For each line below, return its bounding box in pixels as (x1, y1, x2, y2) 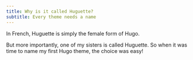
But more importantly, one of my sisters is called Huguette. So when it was (6, 41, 188, 48)
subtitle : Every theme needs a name (6, 14, 96, 20)
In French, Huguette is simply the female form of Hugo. (6, 30, 140, 37)
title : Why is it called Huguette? (6, 8, 94, 15)
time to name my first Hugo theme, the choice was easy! (6, 47, 143, 54)
